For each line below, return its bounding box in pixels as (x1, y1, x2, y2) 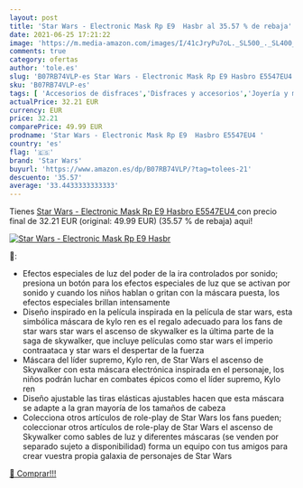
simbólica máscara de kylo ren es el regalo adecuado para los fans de (22, 316, 283, 327)
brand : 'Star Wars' (9, 155, 83, 165)
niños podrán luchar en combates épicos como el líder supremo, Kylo (22, 374, 281, 385)
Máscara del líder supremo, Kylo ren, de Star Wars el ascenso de (22, 354, 264, 366)
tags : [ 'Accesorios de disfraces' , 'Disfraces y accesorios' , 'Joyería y (9, 89, 289, 98)
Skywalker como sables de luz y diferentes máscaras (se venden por (22, 431, 280, 443)
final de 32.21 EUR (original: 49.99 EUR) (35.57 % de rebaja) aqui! (9, 216, 253, 227)
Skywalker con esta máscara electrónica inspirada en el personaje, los (22, 364, 285, 375)
